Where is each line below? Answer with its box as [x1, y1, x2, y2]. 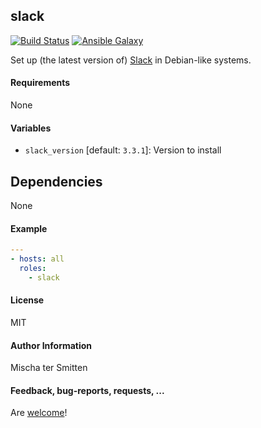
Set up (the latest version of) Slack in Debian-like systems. [10, 54, 252, 66]
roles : [19, 263, 47, 273]
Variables [10, 122, 52, 134]
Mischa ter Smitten [10, 362, 88, 374]
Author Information [10, 339, 93, 351]
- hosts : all [10, 254, 65, 264]
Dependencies [10, 173, 103, 190]
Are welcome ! [10, 407, 68, 419]
